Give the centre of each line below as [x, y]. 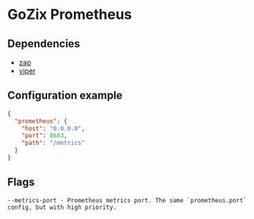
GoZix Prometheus [70, 15]
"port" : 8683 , [44, 135]
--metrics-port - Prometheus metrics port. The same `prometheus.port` [127, 200]
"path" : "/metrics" [53, 143]
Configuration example [65, 96]
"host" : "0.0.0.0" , [53, 128]
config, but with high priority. [62, 207]
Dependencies [44, 44]
